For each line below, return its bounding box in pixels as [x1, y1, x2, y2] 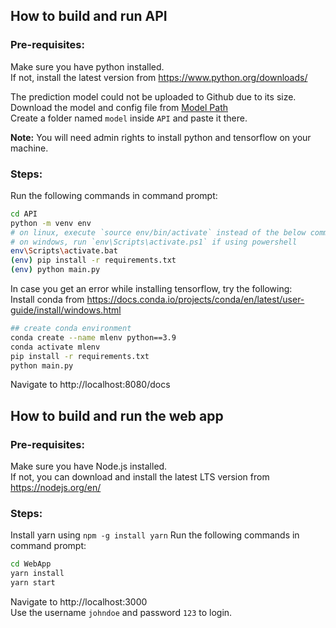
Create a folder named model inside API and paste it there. [10, 112, 248, 124]
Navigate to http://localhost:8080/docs [10, 379, 171, 391]
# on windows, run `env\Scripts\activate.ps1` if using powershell [10, 237, 298, 247]
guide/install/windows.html [10, 304, 122, 316]
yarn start [10, 578, 56, 588]
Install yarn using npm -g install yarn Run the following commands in [10, 529, 300, 541]
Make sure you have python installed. [10, 60, 165, 73]
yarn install [10, 569, 65, 579]
